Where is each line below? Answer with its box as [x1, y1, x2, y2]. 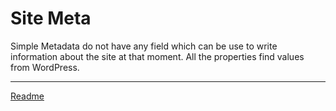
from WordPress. [10, 61, 80, 73]
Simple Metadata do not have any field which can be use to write [10, 40, 278, 52]
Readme [10, 90, 45, 102]
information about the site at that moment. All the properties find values [10, 50, 305, 62]
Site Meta [10, 7, 92, 30]
